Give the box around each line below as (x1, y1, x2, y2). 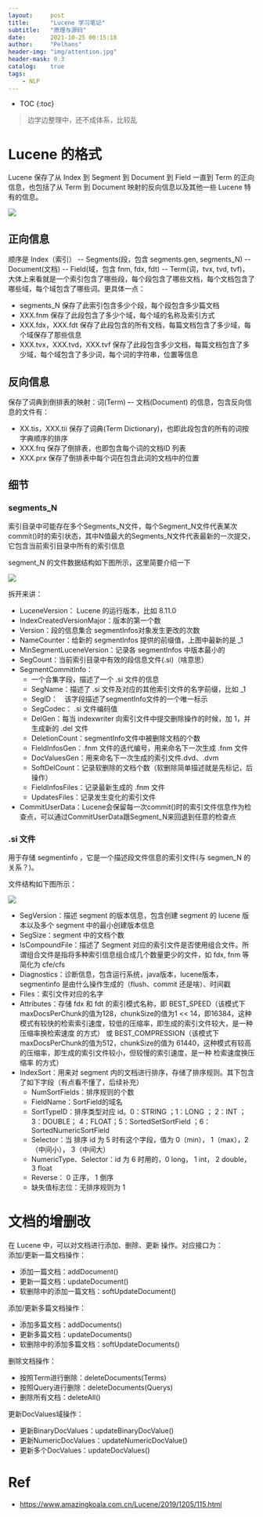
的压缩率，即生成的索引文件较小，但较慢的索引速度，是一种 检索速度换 (19, 1048, 248, 1058)
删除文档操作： (8, 1356, 56, 1365)
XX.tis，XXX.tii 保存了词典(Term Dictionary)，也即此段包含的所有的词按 (19, 424, 249, 433)
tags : (8, 70, 26, 78)
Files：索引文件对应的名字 (19, 989, 104, 999)
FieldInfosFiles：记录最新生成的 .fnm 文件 (31, 782, 166, 791)
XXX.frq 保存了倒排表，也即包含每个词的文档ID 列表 (19, 444, 186, 453)
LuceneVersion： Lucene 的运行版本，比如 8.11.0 (19, 605, 177, 615)
